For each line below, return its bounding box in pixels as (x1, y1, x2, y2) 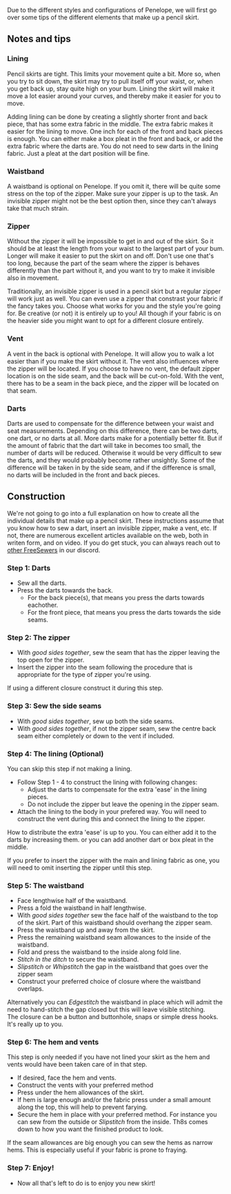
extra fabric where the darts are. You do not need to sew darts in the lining (7, 142, 219, 150)
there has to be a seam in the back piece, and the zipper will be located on (7, 379, 219, 387)
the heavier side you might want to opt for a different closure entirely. (7, 317, 204, 325)
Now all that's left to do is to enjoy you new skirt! (17, 1179, 156, 1187)
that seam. (7, 386, 38, 395)
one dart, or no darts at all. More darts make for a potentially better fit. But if (7, 433, 223, 442)
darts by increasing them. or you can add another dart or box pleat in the (7, 835, 214, 843)
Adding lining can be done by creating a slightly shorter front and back (7, 112, 208, 120)
